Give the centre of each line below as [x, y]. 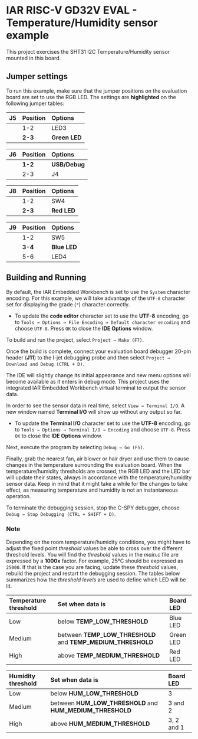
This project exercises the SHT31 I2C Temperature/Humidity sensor [88, 51]
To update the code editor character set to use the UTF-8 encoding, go [102, 316]
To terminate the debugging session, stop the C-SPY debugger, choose [93, 508]
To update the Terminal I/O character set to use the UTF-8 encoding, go [103, 423]
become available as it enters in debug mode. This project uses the [88, 381]
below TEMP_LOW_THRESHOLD [103, 622]
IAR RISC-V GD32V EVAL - [72, 10]
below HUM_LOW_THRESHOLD [94, 693]
